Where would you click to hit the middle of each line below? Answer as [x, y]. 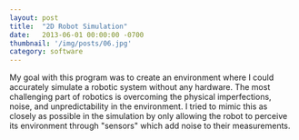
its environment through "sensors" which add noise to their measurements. [150, 126]
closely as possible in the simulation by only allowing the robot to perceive [149, 116]
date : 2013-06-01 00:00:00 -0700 [77, 35]
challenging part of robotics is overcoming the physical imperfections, [140, 97]
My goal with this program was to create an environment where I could [142, 77]
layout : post [34, 18]
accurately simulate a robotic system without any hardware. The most [140, 87]
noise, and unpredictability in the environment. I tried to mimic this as [139, 106]
